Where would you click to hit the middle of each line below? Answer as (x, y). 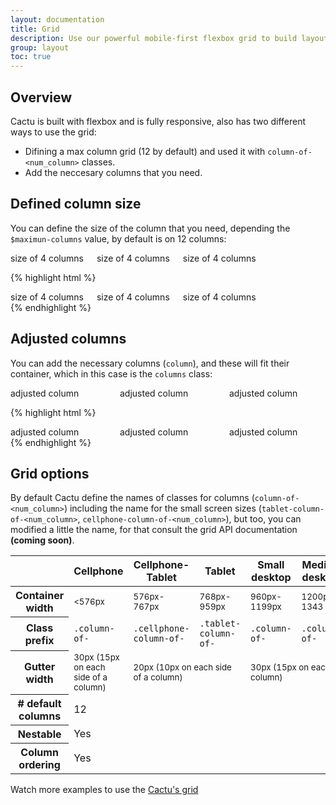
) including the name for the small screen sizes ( (162, 508)
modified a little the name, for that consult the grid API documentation (154, 530)
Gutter (39, 666)
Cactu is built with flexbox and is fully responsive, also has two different (158, 121)
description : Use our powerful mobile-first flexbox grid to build (154, 38)
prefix (39, 640)
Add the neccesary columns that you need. (113, 172)
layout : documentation (57, 19)
